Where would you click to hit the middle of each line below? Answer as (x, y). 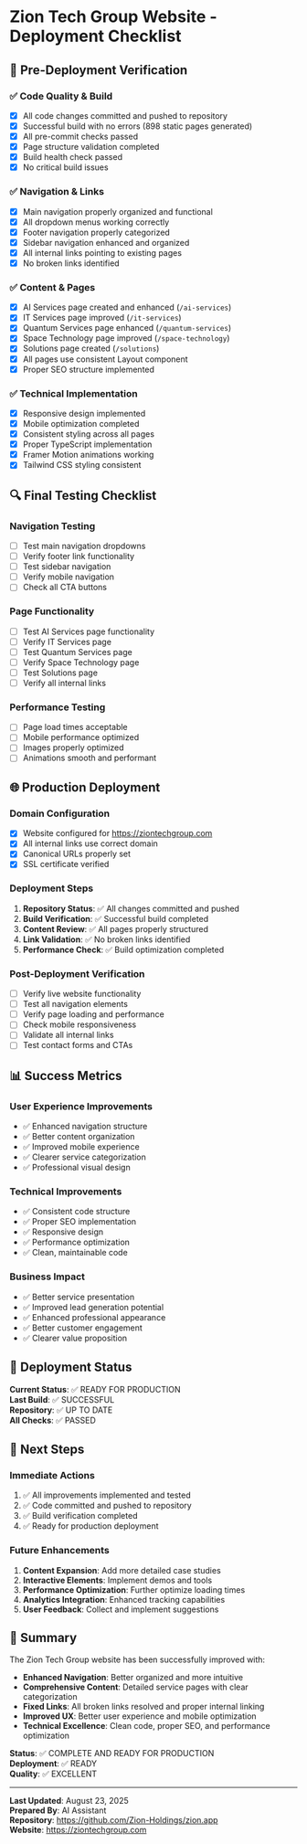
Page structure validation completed (91, 147)
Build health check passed (73, 157)
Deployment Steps (52, 888)
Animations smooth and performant (90, 758)
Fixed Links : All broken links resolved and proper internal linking (143, 1707)
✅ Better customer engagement (83, 1328)
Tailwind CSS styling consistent (82, 465)
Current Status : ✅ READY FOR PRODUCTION (95, 1389)
